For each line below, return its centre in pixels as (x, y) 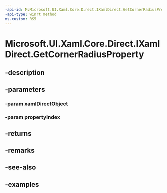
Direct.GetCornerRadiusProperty (75, 54)
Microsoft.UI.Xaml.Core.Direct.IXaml (83, 44)
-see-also (21, 167)
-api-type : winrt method (31, 14)
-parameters (25, 90)
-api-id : (14, 10)
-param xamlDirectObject (37, 104)
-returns (18, 133)
